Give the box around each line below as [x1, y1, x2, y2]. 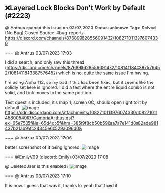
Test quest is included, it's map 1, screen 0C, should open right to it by [5, 99, 147, 105]
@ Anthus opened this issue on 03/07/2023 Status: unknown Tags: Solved [5, 25, 156, 30]
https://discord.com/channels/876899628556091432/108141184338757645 [6, 64, 160, 70]
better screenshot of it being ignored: [5, 144, 81, 150]
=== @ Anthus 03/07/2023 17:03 [5, 50, 72, 55]
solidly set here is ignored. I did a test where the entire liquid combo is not [5, 84, 155, 90]
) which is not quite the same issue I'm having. [55, 70, 150, 76]
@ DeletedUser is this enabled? [5, 163, 69, 169]
